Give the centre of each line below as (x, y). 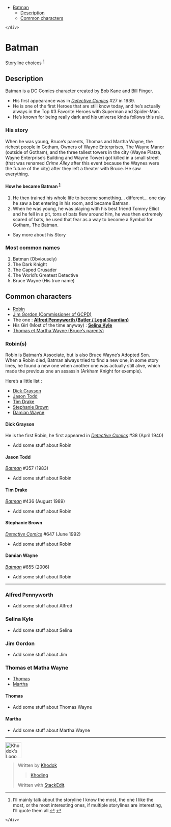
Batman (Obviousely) (35, 259)
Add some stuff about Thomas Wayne (52, 707)
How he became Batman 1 (33, 186)
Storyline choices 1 (25, 62)
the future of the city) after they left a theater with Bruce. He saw (73, 168)
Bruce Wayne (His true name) (44, 280)
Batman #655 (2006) (27, 567)
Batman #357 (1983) (27, 468)
